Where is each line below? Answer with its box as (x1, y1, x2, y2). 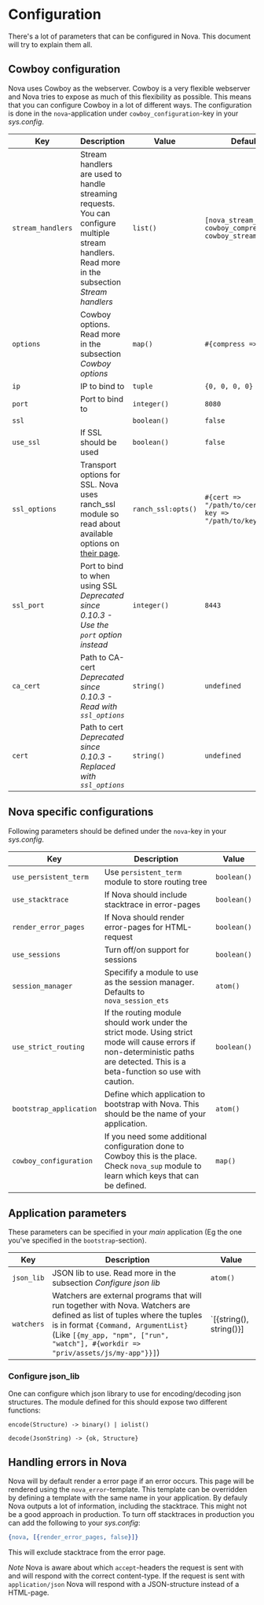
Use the (79, 619, 109, 630)
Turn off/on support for (104, 944, 189, 955)
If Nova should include (104, 889, 187, 900)
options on (79, 538, 120, 549)
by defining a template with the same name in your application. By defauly (8, 1493, 248, 1503)
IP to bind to (79, 380, 125, 391)
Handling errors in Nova (8, 1456, 127, 1469)
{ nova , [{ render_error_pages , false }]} (8, 1533, 139, 1541)
